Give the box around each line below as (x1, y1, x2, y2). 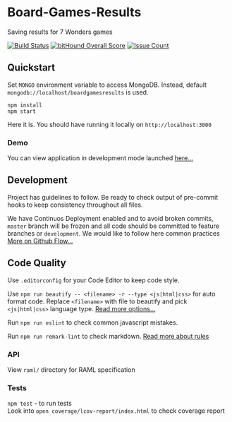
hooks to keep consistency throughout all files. (7, 200, 143, 209)
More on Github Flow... (7, 236, 73, 245)
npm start (7, 107, 37, 115)
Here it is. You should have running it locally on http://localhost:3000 (7, 120, 212, 128)
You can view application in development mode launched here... (7, 154, 194, 162)
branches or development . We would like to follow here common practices (7, 229, 220, 237)
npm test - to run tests (7, 399, 72, 408)
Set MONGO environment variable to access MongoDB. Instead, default (7, 80, 207, 89)
